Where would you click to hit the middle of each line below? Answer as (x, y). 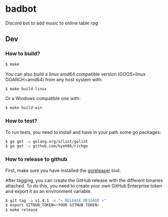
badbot (21, 9)
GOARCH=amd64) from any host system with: (54, 79)
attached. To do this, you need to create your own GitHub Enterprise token (84, 186)
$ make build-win (24, 108)
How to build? (23, 54)
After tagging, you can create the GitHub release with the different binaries (84, 180)
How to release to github (36, 159)
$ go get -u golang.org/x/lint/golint (47, 141)
